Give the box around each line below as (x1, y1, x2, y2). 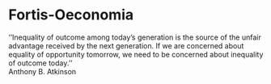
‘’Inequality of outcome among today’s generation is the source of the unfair (8, 32, 261, 42)
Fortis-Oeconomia (8, 6, 134, 24)
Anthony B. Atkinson (8, 66, 77, 76)
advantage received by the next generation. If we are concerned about (8, 40, 244, 50)
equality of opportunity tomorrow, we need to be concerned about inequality (8, 49, 264, 59)
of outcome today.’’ (8, 58, 73, 68)
